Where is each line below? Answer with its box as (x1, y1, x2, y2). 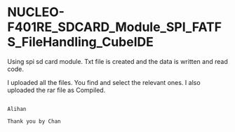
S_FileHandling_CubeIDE (7, 34, 154, 50)
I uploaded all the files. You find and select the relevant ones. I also (7, 78, 201, 86)
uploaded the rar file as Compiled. (7, 86, 106, 94)
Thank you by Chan (7, 117, 61, 125)
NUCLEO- (7, 4, 65, 20)
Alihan (7, 105, 27, 112)
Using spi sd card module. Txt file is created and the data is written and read (7, 57, 228, 65)
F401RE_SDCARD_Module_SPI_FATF (7, 19, 222, 35)
